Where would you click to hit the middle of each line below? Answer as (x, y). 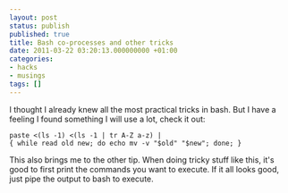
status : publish (39, 26)
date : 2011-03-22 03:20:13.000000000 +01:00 (93, 51)
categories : (31, 59)
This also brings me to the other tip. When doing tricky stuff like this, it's (142, 159)
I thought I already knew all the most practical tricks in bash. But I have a (143, 109)
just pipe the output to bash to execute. (81, 179)
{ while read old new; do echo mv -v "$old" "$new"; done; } (126, 143)
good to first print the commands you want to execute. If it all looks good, (144, 169)
